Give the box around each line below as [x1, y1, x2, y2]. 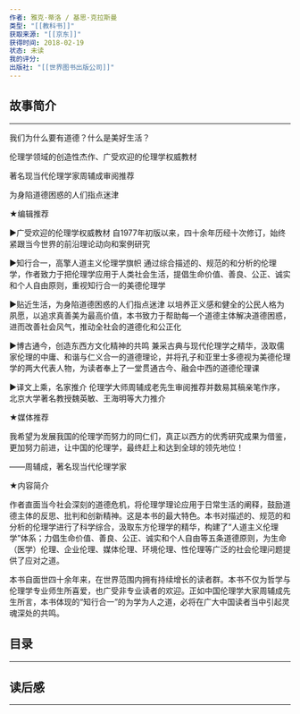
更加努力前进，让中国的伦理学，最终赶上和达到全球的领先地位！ [9, 442, 244, 453]
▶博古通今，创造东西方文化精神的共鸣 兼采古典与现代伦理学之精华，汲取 [9, 340, 277, 351]
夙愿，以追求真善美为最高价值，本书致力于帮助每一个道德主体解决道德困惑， [9, 310, 291, 320]
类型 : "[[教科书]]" [9, 21, 75, 30]
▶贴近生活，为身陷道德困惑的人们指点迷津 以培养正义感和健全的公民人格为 [9, 299, 285, 310]
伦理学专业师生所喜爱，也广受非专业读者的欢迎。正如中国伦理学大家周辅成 [9, 585, 283, 596]
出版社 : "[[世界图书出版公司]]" [9, 64, 115, 72]
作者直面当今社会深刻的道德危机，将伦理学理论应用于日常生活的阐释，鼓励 [9, 498, 283, 510]
